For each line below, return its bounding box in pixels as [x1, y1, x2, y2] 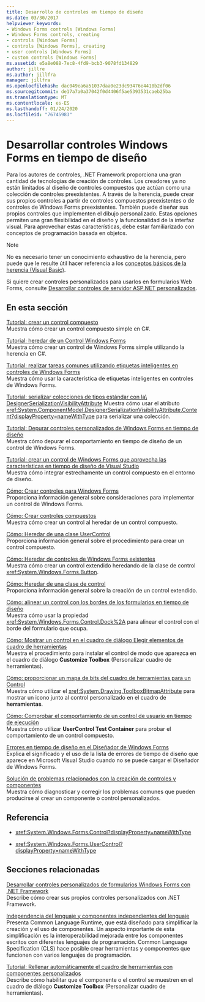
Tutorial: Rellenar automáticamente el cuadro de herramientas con [6, 963, 173, 970]
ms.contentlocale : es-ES [6, 100, 70, 106]
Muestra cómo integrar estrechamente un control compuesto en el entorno [6, 469, 195, 476]
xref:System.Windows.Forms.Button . [6, 569, 99, 576]
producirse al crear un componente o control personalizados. [6, 794, 161, 802]
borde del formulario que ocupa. [6, 625, 88, 632]
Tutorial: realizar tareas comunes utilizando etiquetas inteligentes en [6, 362, 179, 369]
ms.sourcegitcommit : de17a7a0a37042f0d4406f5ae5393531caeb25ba [6, 89, 171, 95]
